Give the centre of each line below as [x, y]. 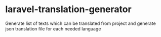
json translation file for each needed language [53, 28]
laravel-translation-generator [68, 9]
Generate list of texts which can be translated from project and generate [80, 23]
